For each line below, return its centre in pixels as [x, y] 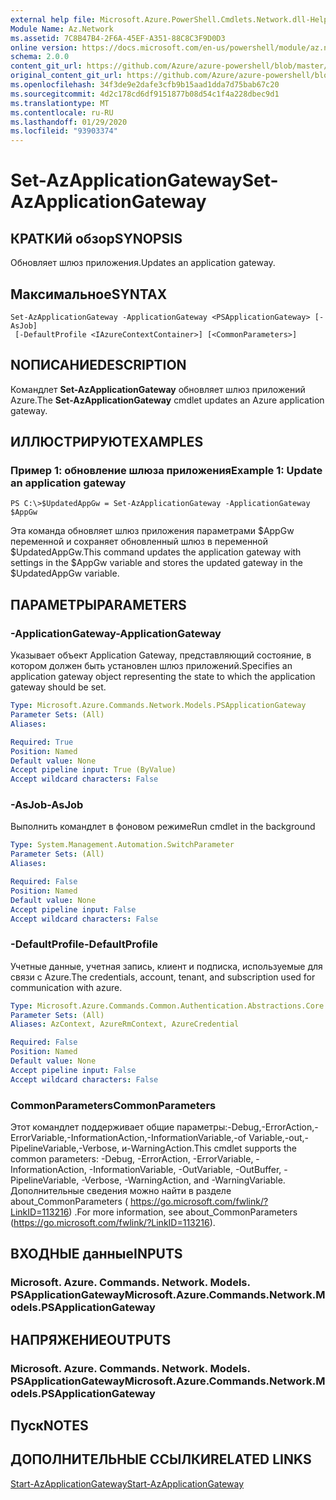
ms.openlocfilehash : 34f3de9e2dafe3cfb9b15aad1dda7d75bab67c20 [145, 85]
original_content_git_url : [66, 76]
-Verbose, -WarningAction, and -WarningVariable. [183, 1180]
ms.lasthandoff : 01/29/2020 [69, 122]
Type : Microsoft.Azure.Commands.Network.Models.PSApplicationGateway [158, 706]
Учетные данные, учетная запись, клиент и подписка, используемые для [166, 966]
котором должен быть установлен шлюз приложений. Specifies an [151, 666]
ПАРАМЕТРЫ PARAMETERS [98, 604]
